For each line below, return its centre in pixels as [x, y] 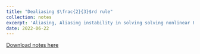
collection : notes [29, 17]
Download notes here [32, 45]
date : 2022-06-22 [28, 28]
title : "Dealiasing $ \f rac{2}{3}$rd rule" [60, 12]
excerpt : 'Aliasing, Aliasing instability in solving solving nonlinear [98, 23]
